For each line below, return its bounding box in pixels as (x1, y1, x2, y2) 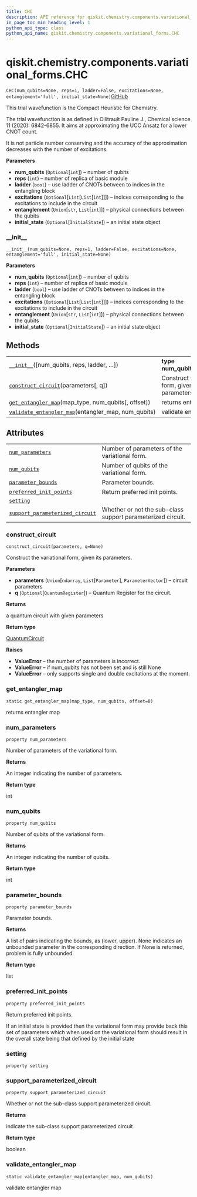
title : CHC (6, 8, 33, 15)
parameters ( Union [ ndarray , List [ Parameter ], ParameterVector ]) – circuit (14, 577, 188, 584)
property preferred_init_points (6, 1001, 85, 1007)
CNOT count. (6, 128, 38, 135)
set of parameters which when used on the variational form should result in (6, 1028, 188, 1035)
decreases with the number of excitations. (6, 146, 108, 153)
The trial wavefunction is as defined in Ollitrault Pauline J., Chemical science (6, 116, 191, 123)
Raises (6, 646, 23, 653)
